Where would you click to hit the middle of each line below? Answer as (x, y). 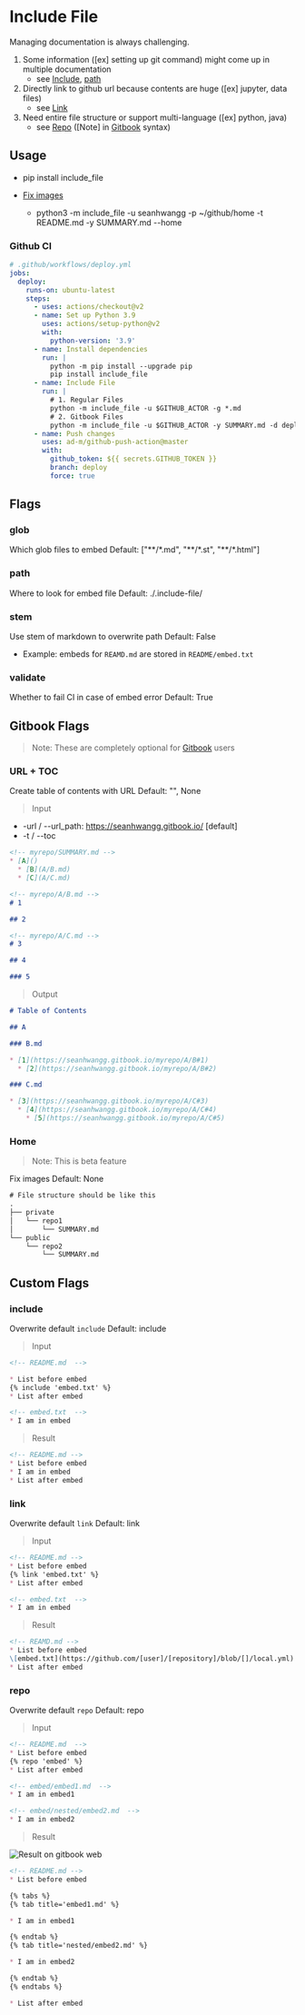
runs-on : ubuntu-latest (71, 290)
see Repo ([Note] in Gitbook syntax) (103, 127)
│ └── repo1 (36, 1221)
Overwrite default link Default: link (75, 1524)
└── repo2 (44, 1246)
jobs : (20, 273)
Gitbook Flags (49, 725)
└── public (30, 1237)
